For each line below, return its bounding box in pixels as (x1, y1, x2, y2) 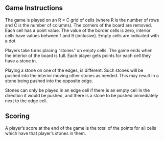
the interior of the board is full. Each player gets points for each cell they (5, 53, 151, 58)
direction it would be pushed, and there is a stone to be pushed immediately (5, 92, 158, 98)
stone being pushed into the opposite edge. (5, 78, 93, 84)
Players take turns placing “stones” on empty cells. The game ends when (5, 47, 153, 53)
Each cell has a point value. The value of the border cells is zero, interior (5, 27, 151, 33)
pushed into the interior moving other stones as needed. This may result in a (5, 72, 159, 78)
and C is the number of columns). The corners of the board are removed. (5, 22, 153, 28)
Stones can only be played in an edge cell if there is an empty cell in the (5, 87, 150, 93)
